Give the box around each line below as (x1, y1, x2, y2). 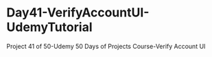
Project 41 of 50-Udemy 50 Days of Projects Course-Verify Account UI (6, 42, 206, 50)
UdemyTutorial (6, 19, 93, 35)
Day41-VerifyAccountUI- (6, 5, 150, 21)
